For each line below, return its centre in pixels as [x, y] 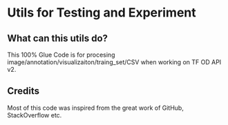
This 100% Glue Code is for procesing [61, 55]
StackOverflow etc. [35, 115]
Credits [23, 91]
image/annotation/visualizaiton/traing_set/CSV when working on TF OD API [114, 62]
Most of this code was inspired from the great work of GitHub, [96, 108]
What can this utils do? [58, 38]
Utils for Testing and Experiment [102, 13]
